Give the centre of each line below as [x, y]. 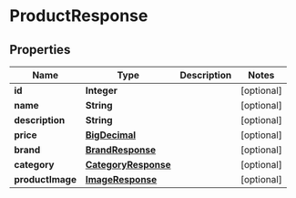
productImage [46, 179]
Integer [102, 90]
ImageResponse [121, 179]
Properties [40, 50]
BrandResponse [121, 150]
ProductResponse [79, 16]
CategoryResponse [128, 165]
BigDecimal [111, 135]
